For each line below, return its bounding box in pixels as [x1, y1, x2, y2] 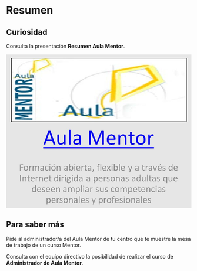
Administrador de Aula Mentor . [6, 259, 84, 266]
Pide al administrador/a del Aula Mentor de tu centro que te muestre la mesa [6, 235, 191, 242]
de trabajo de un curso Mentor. [6, 241, 81, 249]
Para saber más [6, 220, 65, 230]
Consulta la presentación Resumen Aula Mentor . [6, 43, 125, 50]
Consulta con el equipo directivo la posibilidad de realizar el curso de [6, 253, 173, 260]
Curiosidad [6, 27, 48, 37]
